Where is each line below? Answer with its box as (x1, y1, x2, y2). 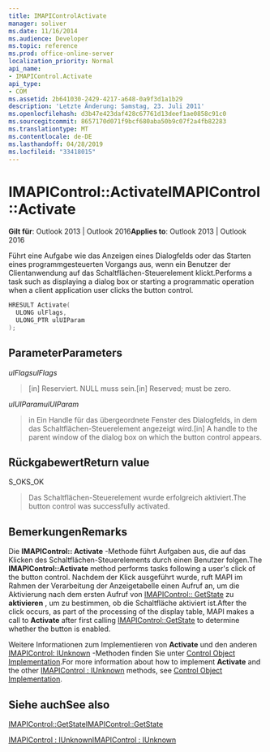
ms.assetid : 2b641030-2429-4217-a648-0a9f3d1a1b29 (8, 95, 183, 103)
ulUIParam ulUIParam (8, 399, 79, 409)
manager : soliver (8, 19, 67, 28)
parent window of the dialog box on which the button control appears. (28, 432, 262, 442)
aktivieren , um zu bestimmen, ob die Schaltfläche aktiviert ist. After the (8, 598, 247, 608)
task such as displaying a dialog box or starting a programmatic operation (8, 277, 255, 286)
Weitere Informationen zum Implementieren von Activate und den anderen (8, 640, 258, 650)
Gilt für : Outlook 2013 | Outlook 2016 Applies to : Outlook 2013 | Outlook (8, 226, 247, 236)
